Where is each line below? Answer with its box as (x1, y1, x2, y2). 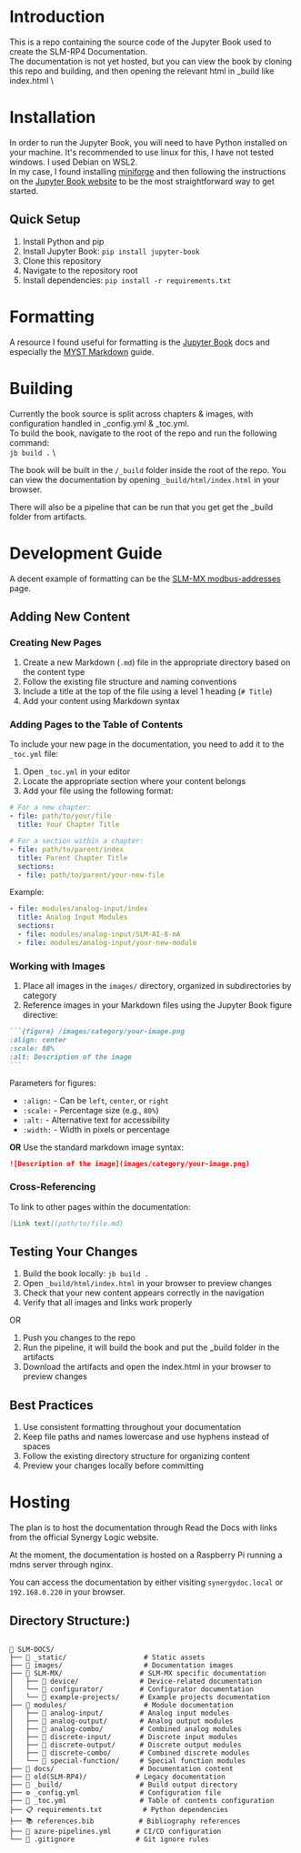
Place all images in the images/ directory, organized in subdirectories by (22, 981, 292, 992)
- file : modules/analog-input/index (9, 904, 148, 913)
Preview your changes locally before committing (22, 1460, 205, 1471)
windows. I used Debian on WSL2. (9, 156, 138, 167)
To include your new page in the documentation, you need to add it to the (9, 739, 285, 750)
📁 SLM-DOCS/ (9, 1645, 55, 1654)
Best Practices (9, 1397, 94, 1413)
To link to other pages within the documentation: (9, 1201, 191, 1212)
